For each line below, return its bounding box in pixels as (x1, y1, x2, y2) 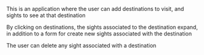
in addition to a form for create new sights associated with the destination (6, 30, 192, 37)
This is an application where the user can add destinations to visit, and (6, 5, 184, 12)
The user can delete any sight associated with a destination (6, 42, 157, 49)
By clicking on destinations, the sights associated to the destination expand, (6, 24, 198, 31)
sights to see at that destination (6, 12, 86, 19)
